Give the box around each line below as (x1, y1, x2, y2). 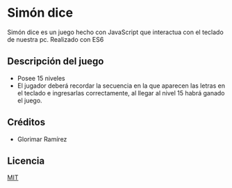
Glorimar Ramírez (17, 134, 67, 143)
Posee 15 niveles (17, 74, 66, 82)
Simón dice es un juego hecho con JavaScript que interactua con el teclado (7, 28, 224, 36)
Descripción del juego (7, 56, 104, 68)
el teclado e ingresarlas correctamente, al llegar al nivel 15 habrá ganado (17, 88, 225, 97)
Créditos (7, 116, 46, 128)
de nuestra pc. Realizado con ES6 (7, 35, 104, 43)
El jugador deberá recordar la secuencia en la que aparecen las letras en (17, 81, 226, 90)
